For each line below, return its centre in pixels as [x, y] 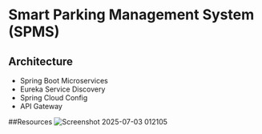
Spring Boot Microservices [64, 81]
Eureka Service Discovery [62, 89]
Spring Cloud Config [54, 97]
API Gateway [41, 106]
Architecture [41, 61]
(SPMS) [34, 32]
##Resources [30, 122]
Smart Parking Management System [131, 15]
